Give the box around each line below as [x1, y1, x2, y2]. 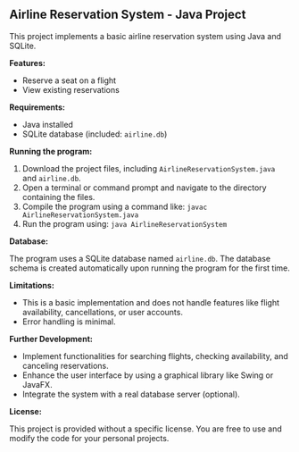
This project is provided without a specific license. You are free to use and [9, 423, 283, 434]
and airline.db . [21, 172, 82, 183]
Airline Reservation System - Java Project [9, 7, 246, 22]
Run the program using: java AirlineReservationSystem [21, 218, 228, 229]
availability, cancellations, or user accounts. [21, 306, 183, 317]
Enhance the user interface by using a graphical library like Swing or [21, 370, 274, 381]
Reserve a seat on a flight [21, 75, 117, 86]
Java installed [21, 119, 74, 130]
